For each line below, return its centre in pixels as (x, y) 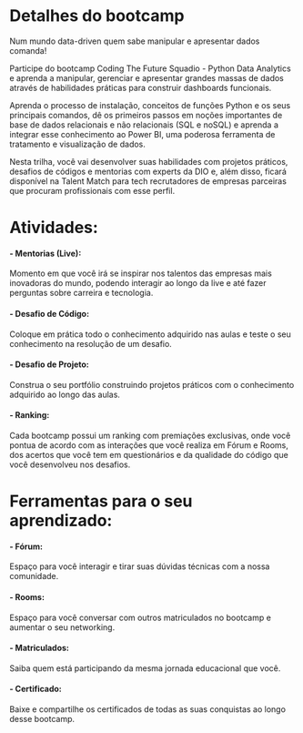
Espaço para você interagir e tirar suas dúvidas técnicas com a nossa (140, 566)
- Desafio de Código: (49, 313)
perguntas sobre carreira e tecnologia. (81, 293)
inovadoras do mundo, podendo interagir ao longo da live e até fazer (138, 283)
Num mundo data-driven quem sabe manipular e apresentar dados (135, 41)
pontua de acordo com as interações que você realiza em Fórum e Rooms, (149, 445)
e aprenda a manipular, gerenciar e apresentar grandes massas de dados (146, 77)
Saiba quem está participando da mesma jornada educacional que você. (145, 668)
